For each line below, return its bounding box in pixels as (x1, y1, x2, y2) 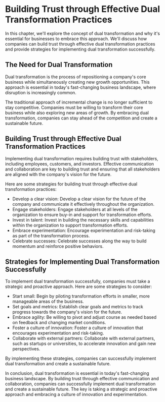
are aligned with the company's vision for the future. (5, 171, 112, 177)
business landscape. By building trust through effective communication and (5, 376, 159, 382)
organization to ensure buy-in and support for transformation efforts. (12, 212, 153, 218)
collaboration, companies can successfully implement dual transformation (5, 381, 156, 387)
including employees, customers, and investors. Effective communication (5, 161, 154, 167)
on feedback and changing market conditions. (12, 320, 106, 326)
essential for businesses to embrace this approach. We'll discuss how (5, 36, 147, 42)
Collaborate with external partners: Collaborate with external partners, (12, 336, 156, 342)
